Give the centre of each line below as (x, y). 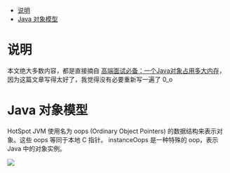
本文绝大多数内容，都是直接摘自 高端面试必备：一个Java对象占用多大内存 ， (116, 70)
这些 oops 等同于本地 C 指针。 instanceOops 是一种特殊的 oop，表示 (119, 139)
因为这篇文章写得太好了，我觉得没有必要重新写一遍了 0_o (90, 79)
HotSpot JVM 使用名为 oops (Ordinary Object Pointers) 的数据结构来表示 (112, 131)
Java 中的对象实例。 (37, 148)
